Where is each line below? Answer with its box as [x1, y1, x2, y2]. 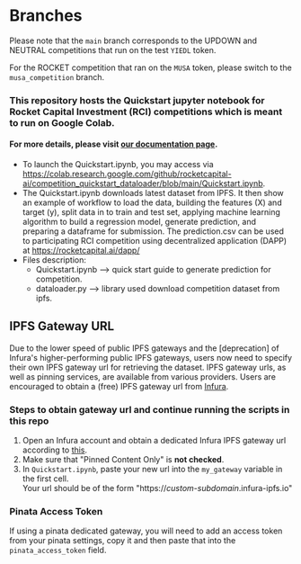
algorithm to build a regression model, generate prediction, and [22, 217, 257, 228]
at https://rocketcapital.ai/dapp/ [22, 245, 140, 256]
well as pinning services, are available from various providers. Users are [9, 371, 277, 382]
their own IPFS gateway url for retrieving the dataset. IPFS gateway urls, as [9, 362, 287, 372]
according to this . [22, 444, 88, 455]
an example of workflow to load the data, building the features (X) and [22, 197, 282, 208]
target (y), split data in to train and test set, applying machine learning [22, 207, 280, 218]
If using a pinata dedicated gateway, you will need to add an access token [9, 525, 283, 536]
